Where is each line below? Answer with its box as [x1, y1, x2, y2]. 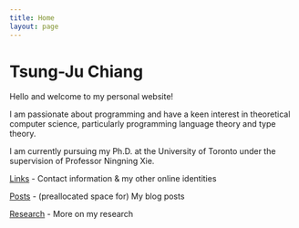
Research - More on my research [9, 209, 134, 220]
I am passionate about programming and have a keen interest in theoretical [9, 109, 291, 119]
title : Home [9, 13, 55, 23]
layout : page [9, 22, 59, 31]
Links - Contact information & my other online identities [9, 173, 217, 184]
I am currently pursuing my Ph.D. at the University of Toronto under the [9, 146, 276, 157]
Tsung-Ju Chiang [9, 61, 144, 82]
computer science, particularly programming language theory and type [9, 119, 276, 130]
